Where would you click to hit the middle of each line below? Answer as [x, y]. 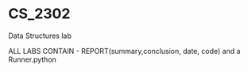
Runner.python [33, 59]
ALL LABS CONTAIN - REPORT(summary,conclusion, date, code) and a [124, 51]
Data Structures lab [40, 36]
